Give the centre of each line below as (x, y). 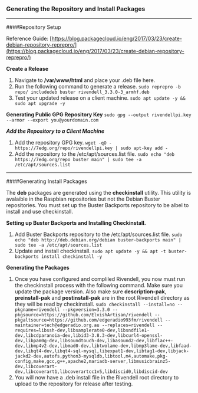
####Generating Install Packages (47, 181)
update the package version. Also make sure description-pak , (90, 292)
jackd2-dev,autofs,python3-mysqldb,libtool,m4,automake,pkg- (91, 356)
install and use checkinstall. (40, 212)
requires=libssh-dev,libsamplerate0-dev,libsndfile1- (82, 330)
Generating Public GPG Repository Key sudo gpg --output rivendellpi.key (99, 114)
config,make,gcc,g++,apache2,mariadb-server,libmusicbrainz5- (93, 362)
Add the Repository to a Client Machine (55, 131)
